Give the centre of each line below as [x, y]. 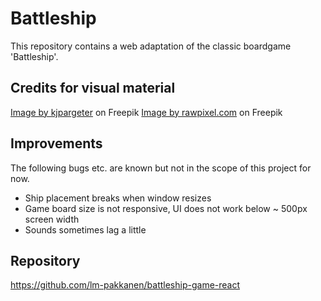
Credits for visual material [93, 88]
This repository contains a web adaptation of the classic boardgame [151, 46]
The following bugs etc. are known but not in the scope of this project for [161, 168]
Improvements [56, 143]
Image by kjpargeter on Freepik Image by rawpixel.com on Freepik [146, 112]
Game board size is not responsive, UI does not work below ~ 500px [166, 208]
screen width [52, 219]
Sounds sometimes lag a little [85, 229]
